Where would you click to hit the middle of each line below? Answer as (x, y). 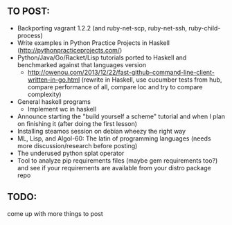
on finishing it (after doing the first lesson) (77, 123)
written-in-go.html (54, 80)
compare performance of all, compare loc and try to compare (115, 87)
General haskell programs (54, 101)
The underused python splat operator (71, 153)
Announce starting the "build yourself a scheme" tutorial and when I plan (121, 116)
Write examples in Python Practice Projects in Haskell (93, 43)
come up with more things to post (55, 213)
